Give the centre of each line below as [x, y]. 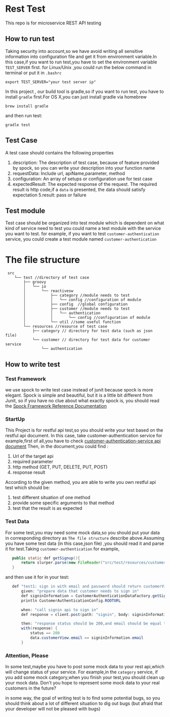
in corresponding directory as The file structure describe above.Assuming [85, 538]
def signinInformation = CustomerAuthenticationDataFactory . [87, 596]
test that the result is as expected [47, 508]
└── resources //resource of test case [66, 327]
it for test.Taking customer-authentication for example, [62, 548]
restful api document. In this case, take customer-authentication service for [84, 436]
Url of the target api [33, 456]
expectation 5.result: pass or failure [50, 195]
